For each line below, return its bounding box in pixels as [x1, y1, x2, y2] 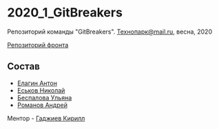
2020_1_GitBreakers [7, 5, 123, 21]
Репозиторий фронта [7, 40, 69, 49]
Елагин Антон [17, 79, 57, 87]
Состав [7, 60, 40, 73]
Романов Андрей [17, 101, 67, 109]
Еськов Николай [17, 86, 65, 94]
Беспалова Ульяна [17, 93, 72, 102]
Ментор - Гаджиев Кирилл [7, 114, 85, 122]
